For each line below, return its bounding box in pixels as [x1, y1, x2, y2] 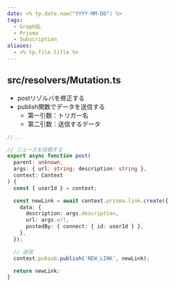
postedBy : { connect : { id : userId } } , [25, 223, 144, 230]
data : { [19, 204, 42, 211]
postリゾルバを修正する [17, 94, 85, 102]
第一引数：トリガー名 [27, 111, 89, 119]
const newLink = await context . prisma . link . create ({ [13, 197, 169, 205]
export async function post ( [7, 153, 91, 159]
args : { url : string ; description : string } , [13, 166, 147, 173]
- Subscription [13, 36, 57, 43]
